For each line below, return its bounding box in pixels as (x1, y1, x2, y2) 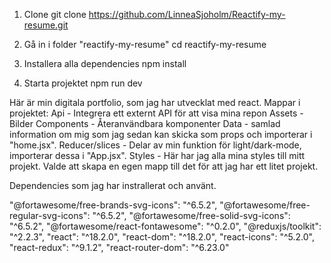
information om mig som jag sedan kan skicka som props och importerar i (9, 129, 313, 140)
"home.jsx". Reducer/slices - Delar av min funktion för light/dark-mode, (9, 139, 302, 151)
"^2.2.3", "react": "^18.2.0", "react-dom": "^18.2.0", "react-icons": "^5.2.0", (9, 231, 315, 243)
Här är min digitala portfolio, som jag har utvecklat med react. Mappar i (9, 97, 301, 108)
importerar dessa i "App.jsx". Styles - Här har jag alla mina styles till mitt (9, 150, 306, 161)
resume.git (23, 19, 69, 31)
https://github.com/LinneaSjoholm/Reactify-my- (88, 9, 286, 20)
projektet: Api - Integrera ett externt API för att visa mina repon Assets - (9, 107, 304, 119)
